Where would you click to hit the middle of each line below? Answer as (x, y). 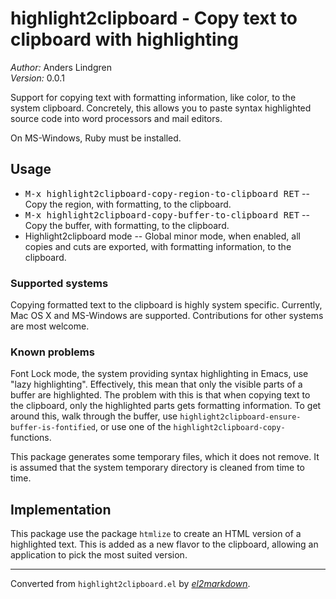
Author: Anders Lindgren (61, 67)
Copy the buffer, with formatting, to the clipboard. (127, 225)
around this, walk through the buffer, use (94, 416)
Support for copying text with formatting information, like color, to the (153, 97)
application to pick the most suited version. (99, 555)
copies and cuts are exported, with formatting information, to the (158, 246)
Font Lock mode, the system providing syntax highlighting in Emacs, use (159, 374)
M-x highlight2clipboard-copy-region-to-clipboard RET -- (167, 193)
